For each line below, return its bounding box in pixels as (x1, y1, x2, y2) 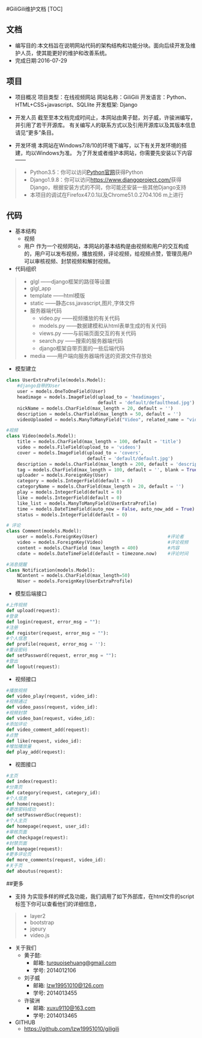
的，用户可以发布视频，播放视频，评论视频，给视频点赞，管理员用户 (23, 250, 193, 258)
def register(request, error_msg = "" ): (6, 630, 109, 636)
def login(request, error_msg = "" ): (6, 619, 101, 625)
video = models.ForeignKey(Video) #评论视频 (17, 540, 189, 546)
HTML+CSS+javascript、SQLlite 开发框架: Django (14, 101, 138, 108)
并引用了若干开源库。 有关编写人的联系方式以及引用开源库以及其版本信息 (14, 121, 196, 129)
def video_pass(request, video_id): (6, 704, 98, 710)
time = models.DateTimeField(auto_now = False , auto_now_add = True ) (17, 506, 195, 512)
